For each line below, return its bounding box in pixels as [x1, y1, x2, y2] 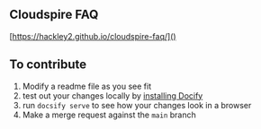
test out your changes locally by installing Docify [22, 90, 203, 101]
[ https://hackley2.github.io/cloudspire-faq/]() [9, 30, 177, 41]
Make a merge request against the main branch [22, 109, 196, 120]
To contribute [9, 57, 87, 73]
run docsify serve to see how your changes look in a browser [22, 99, 252, 110]
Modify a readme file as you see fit [22, 81, 151, 91]
